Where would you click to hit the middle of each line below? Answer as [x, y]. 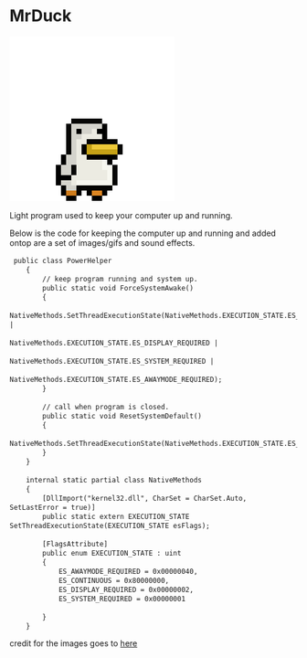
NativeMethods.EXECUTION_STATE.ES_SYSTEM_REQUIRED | [112, 361]
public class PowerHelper [63, 260]
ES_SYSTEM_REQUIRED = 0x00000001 [122, 599]
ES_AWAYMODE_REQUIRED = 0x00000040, [128, 571]
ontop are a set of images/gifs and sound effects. [102, 242]
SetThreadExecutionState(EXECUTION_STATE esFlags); [110, 525]
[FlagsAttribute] [75, 544]
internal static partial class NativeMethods [114, 480]
